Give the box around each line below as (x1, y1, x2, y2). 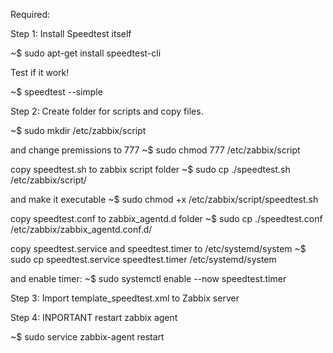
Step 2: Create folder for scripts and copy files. (10, 105, 204, 117)
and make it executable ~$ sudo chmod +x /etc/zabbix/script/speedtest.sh (10, 194, 319, 205)
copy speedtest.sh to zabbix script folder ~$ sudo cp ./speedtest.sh (10, 164, 291, 175)
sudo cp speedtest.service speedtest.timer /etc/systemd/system (10, 254, 277, 265)
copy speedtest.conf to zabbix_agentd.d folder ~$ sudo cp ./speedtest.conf (10, 213, 323, 224)
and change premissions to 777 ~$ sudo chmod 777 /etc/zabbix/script (10, 144, 301, 156)
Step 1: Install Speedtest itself (10, 28, 132, 39)
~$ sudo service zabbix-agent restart (10, 331, 165, 343)
